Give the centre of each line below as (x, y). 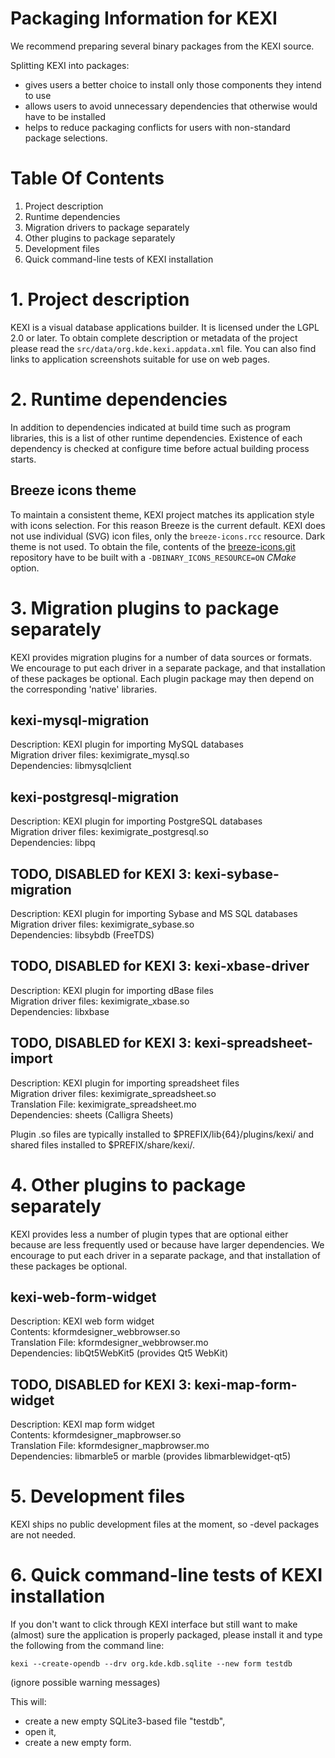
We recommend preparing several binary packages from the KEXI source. (162, 46)
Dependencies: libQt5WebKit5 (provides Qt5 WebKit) (119, 1353)
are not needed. (43, 1535)
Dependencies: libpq (53, 843)
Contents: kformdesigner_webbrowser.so (95, 1332)
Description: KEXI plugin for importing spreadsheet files (125, 1083)
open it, (40, 1731)
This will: (28, 1701)
